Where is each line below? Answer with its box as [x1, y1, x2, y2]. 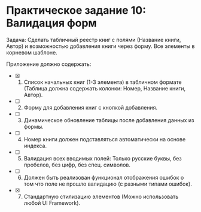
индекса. [23, 142, 47, 149]
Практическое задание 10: [6, 4, 147, 17]
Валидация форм [6, 16, 97, 30]
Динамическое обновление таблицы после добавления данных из [23, 116, 194, 123]
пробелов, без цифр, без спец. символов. [23, 161, 130, 168]
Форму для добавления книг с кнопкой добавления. [23, 104, 157, 111]
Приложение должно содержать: [6, 60, 92, 68]
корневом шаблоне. [6, 49, 58, 56]
